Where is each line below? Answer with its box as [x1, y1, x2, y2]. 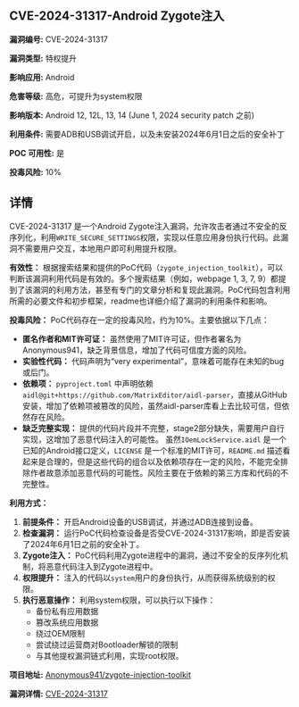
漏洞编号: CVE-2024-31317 [9, 34, 109, 45]
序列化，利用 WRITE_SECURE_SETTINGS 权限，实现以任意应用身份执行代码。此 [9, 231, 281, 243]
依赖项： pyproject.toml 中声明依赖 [21, 378, 154, 388]
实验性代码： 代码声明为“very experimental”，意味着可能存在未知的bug [21, 355, 285, 366]
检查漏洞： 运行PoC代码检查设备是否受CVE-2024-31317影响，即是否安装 [21, 528, 291, 538]
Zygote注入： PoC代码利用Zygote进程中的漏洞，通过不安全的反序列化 [21, 550, 281, 561]
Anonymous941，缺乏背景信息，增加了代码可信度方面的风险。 [21, 345, 252, 355]
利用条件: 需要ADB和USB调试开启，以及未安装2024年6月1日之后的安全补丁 [9, 129, 286, 139]
